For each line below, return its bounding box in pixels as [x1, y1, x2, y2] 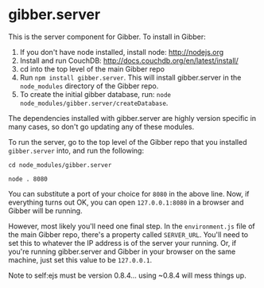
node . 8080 [8, 175, 48, 183]
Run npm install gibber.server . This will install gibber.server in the [19, 72, 242, 82]
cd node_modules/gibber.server [8, 161, 112, 169]
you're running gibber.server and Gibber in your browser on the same [8, 247, 236, 256]
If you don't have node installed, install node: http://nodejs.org [19, 47, 224, 56]
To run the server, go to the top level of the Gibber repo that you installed [8, 137, 247, 146]
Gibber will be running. [8, 205, 83, 216]
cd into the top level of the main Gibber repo [19, 64, 165, 73]
